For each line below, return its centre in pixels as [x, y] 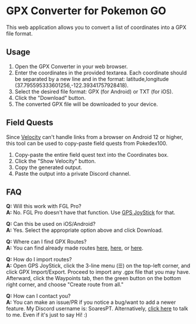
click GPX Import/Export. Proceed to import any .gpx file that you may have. [98, 272]
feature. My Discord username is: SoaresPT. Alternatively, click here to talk [97, 309]
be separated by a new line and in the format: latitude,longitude [92, 79]
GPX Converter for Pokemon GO [86, 11]
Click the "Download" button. [50, 98]
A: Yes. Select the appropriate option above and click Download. [85, 230]
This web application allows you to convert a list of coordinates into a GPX [97, 27]
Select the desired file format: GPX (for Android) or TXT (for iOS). [94, 91]
